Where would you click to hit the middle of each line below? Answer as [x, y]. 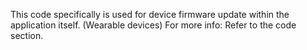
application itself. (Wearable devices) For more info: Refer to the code [153, 25]
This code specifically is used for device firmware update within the [150, 14]
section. [27, 35]
